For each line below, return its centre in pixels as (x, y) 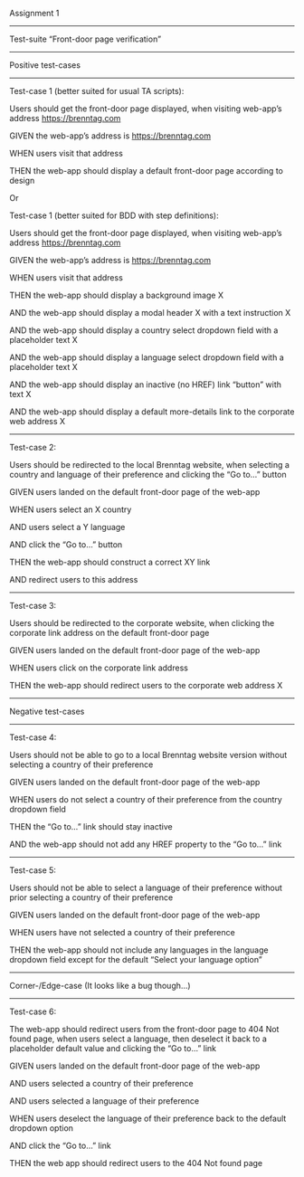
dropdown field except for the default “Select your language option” (136, 959)
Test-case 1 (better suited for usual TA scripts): (97, 91)
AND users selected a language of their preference (104, 1101)
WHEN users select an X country (71, 509)
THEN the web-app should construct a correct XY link (110, 562)
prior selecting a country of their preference (91, 897)
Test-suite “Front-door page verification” (85, 39)
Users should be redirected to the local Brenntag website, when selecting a (149, 465)
